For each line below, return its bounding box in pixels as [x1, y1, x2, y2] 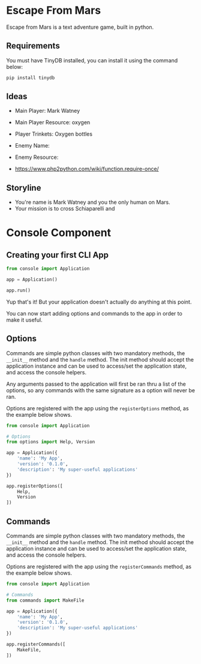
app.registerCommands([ [6, 641, 66, 647]
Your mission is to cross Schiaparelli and [14, 205, 115, 212]
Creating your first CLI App [6, 250, 109, 260]
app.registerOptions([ [6, 483, 63, 489]
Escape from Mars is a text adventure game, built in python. [6, 23, 154, 31]
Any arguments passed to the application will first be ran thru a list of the [6, 380, 186, 387]
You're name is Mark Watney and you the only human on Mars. [14, 199, 170, 206]
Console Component [6, 226, 112, 240]
